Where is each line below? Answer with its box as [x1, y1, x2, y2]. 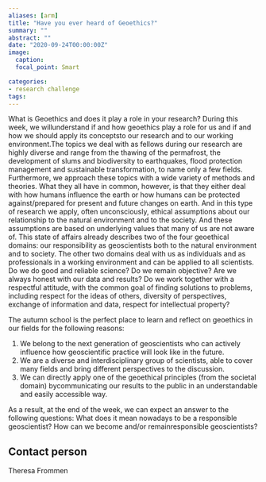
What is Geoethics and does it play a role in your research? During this [8, 114, 238, 124]
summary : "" [8, 26, 48, 34]
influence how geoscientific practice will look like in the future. [19, 347, 225, 357]
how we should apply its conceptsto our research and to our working [8, 131, 233, 141]
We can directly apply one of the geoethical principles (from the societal [19, 372, 256, 382]
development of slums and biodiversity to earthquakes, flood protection [8, 156, 243, 166]
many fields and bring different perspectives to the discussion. [19, 364, 225, 374]
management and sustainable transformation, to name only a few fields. [8, 164, 243, 175]
